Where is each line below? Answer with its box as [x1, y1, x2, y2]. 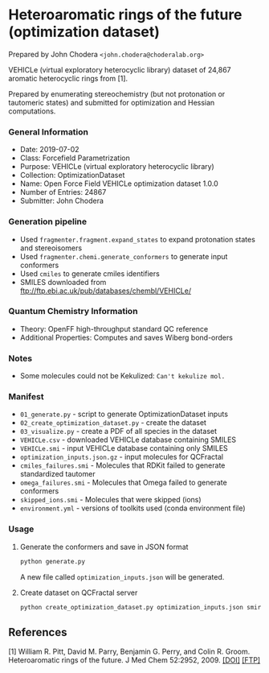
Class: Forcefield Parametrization [19, 153, 130, 163]
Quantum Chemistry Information [8, 306, 138, 317]
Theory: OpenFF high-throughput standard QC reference [19, 324, 209, 333]
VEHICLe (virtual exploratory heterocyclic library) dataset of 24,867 [8, 64, 231, 74]
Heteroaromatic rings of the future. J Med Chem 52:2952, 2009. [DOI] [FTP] [8, 655, 261, 665]
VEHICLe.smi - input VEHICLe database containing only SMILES [19, 444, 229, 453]
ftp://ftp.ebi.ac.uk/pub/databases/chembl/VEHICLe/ [19, 286, 191, 295]
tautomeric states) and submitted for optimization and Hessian [8, 97, 215, 107]
